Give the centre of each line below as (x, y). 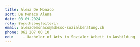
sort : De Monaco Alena (28, 14)
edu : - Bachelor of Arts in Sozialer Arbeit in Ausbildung (70, 37)
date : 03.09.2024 (23, 19)
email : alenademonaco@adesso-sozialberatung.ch (55, 28)
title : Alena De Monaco (29, 10)
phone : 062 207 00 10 (27, 32)
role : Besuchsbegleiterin (31, 23)
